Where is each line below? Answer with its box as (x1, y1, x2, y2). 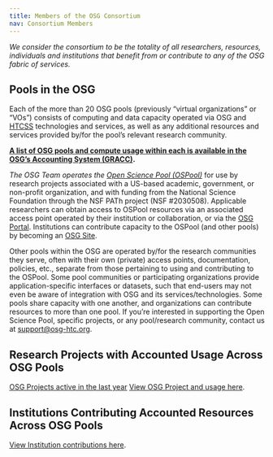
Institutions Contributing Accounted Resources (9, 406, 254, 420)
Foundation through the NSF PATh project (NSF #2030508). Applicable (9, 196, 247, 206)
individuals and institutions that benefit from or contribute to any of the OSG (9, 50, 265, 60)
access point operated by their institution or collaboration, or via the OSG (9, 213, 254, 224)
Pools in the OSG (9, 82, 96, 96)
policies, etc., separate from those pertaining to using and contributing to (9, 263, 254, 273)
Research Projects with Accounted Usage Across (9, 347, 263, 362)
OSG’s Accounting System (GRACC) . (9, 155, 136, 164)
